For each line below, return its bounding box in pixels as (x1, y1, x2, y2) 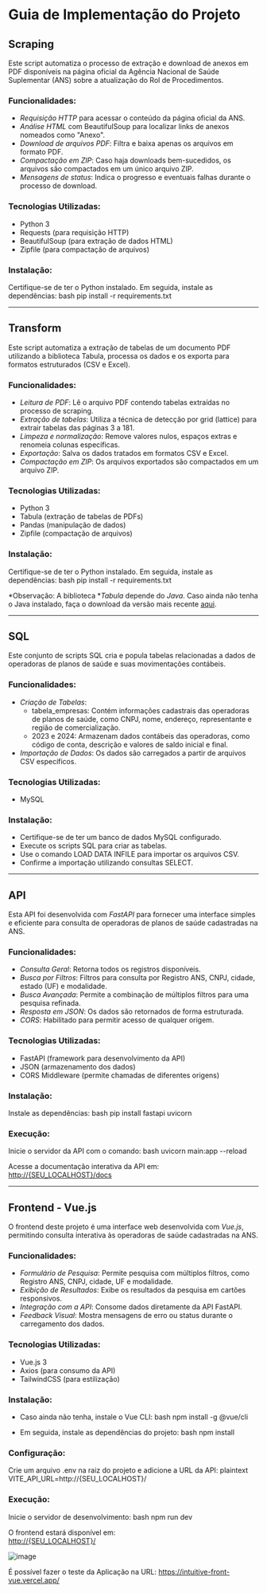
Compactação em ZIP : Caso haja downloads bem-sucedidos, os (19, 155, 232, 165)
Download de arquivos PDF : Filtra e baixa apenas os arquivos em (19, 139, 234, 148)
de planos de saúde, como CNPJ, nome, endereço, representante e (31, 714, 252, 724)
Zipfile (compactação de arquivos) (19, 528, 133, 539)
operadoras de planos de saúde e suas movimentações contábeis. (8, 659, 226, 669)
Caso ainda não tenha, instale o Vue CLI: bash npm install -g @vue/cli (19, 1412, 249, 1422)
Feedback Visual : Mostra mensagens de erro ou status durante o (19, 1311, 233, 1320)
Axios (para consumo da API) (19, 1365, 116, 1375)
